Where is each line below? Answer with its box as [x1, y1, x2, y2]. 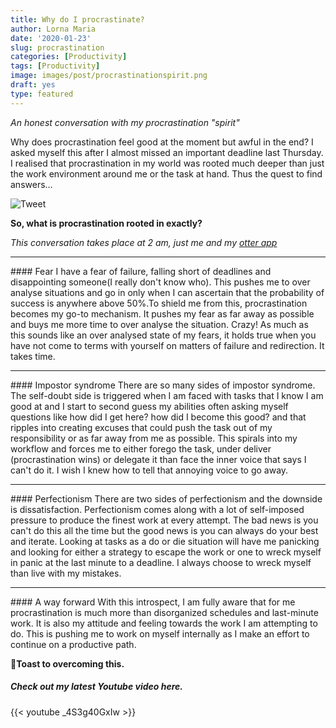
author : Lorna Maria [10, 24, 97, 34]
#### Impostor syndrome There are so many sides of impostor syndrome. [10, 379, 316, 391]
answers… [10, 178, 53, 190]
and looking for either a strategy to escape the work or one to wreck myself [10, 546, 322, 558]
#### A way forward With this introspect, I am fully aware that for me [10, 596, 296, 608]
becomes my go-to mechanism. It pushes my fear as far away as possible [10, 307, 315, 320]
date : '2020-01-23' [10, 33, 92, 43]
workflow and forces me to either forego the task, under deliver [10, 442, 272, 455]
